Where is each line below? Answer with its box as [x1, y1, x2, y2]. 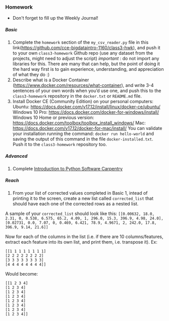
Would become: [5, 271, 38, 277]
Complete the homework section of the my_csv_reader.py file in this [12, 39, 149, 45]
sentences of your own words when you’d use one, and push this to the [12, 87, 161, 94]
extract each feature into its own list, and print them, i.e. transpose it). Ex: [5, 239, 158, 245]
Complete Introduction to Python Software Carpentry [12, 166, 123, 172]
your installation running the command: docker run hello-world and [12, 130, 154, 137]
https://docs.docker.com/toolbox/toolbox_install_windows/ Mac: [12, 120, 146, 126]
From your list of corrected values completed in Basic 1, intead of [12, 190, 148, 196]
